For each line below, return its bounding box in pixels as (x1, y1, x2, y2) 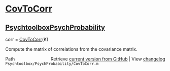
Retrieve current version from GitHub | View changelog (50, 56, 165, 62)
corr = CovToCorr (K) (5, 36, 49, 42)
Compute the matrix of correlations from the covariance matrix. (5, 46, 138, 52)
